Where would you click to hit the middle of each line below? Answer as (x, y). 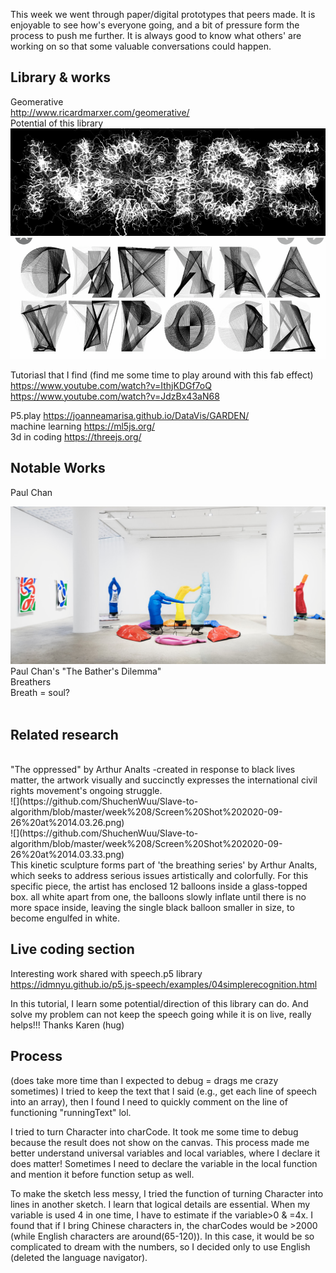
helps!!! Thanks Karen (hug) (67, 1025)
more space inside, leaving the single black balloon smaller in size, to (152, 908)
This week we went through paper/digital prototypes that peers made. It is (163, 14)
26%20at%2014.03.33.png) (67, 855)
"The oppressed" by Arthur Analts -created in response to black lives (153, 770)
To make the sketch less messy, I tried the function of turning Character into (167, 1193)
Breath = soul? (40, 693)
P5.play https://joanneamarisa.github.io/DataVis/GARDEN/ (130, 415)
